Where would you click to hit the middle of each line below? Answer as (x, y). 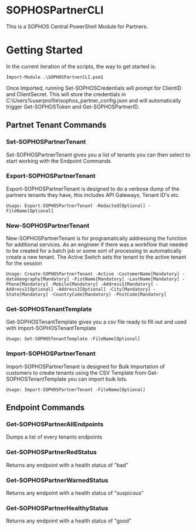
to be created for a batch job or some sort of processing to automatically (94, 251)
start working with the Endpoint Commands (59, 161)
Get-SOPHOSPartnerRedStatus (51, 452)
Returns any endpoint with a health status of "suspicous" (75, 493)
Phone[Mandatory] (27, 284)
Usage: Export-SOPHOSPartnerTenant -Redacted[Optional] (76, 206)
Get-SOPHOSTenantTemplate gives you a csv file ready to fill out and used (96, 322)
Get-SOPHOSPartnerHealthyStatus (57, 508)
